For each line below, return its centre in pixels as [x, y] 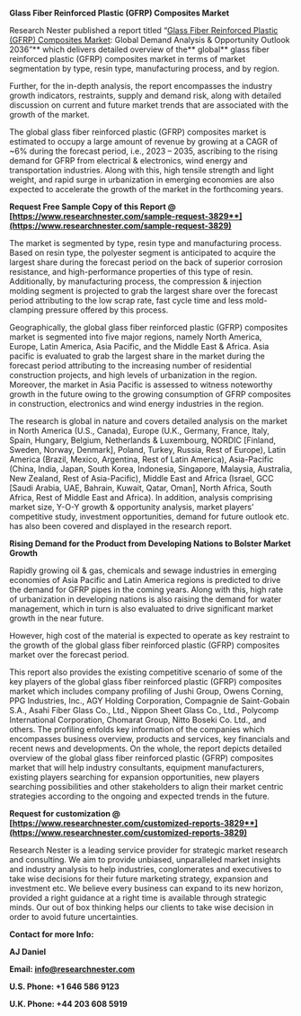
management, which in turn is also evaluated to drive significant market [142, 609]
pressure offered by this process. [107, 310]
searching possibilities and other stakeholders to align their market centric [146, 786]
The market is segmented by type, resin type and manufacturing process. [146, 243]
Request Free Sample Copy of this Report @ [93, 207]
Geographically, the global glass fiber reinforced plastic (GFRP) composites [149, 327]
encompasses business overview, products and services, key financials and [150, 739]
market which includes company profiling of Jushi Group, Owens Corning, [146, 691]
